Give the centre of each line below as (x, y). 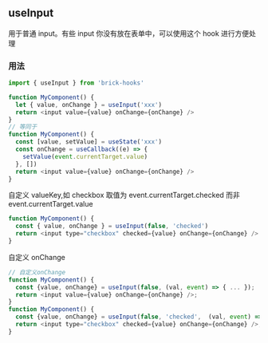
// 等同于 (23, 127)
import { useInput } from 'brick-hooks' (77, 83)
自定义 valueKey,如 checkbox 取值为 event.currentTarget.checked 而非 (124, 195)
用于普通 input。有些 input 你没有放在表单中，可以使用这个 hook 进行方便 (129, 33)
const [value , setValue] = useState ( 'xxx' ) (89, 142)
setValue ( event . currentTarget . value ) (85, 156)
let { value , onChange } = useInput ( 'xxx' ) (89, 104)
